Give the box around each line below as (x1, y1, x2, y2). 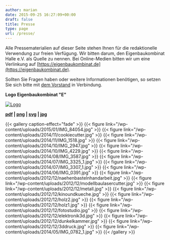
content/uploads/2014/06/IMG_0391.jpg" (5, 169, 91, 176)
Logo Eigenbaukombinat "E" (5, 92, 67, 97)
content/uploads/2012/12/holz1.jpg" (5, 202, 80, 208)
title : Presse (5, 21, 36, 27)
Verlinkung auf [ (5, 61, 39, 67)
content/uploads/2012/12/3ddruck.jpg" (5, 224, 86, 229)
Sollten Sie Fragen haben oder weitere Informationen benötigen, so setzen (5, 77, 161, 82)
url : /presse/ (5, 31, 36, 36)
